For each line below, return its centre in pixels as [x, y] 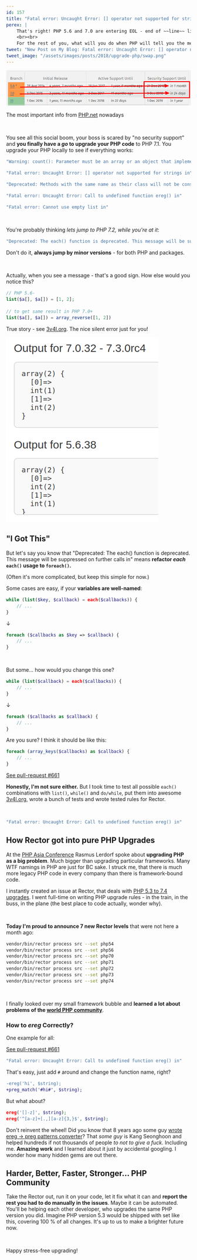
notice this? [20, 282]
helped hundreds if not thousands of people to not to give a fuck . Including [97, 1142]
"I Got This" [28, 539]
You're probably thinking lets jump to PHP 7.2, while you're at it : [83, 230]
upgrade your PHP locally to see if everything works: [70, 150]
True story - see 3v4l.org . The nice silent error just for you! [77, 329]
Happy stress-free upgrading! [42, 1251]
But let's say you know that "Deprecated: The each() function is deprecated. [98, 553]
